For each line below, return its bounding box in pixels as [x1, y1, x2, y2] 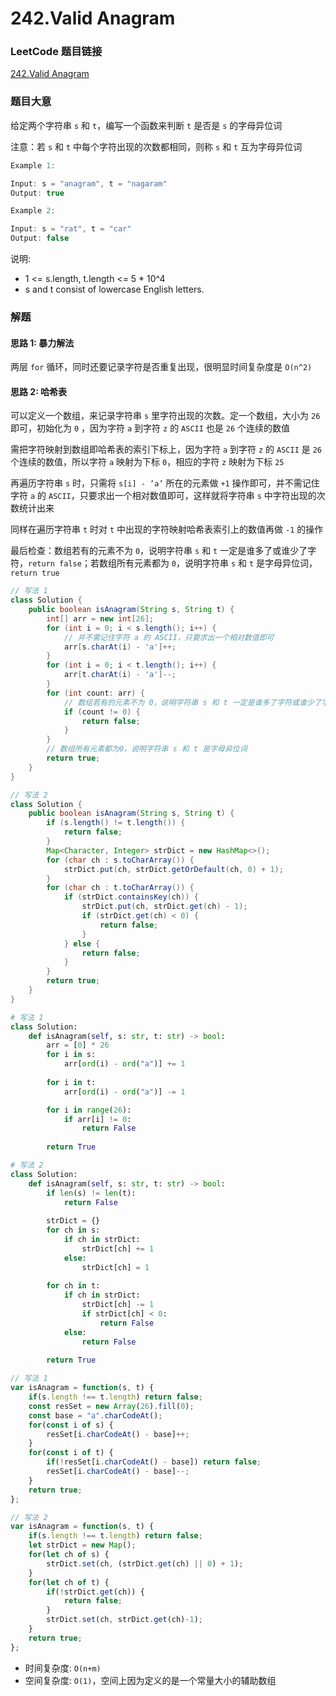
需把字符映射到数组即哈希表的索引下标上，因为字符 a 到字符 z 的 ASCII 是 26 [10, 443, 323, 456]
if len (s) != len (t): [46, 1188, 137, 1198]
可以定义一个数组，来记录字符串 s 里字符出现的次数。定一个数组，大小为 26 [10, 410, 321, 422]
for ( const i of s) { [28, 1420, 114, 1430]
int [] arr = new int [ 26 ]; [46, 613, 155, 624]
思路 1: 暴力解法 [10, 337, 75, 349]
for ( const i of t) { [28, 1448, 114, 1458]
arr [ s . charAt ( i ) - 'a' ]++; [63, 642, 177, 652]
